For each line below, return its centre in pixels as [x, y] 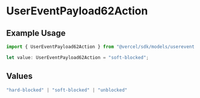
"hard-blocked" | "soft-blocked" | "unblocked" [67, 90]
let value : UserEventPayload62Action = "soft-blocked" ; [77, 57]
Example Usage [36, 33]
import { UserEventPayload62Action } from [60, 47]
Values [20, 76]
